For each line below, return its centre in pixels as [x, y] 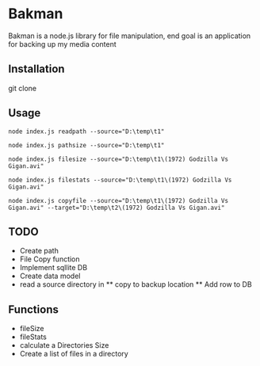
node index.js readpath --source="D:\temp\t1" [86, 132]
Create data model [50, 276]
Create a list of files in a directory [74, 354]
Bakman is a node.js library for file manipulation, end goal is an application [130, 36]
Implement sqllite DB [54, 268]
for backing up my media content [62, 44]
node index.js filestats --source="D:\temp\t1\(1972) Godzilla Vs [120, 180]
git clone [23, 88]
